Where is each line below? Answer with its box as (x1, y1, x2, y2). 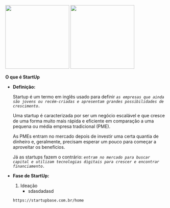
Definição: (12, 84, 36, 90)
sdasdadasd (28, 188, 54, 194)
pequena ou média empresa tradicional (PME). (12, 123, 111, 129)
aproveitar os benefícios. (12, 144, 65, 150)
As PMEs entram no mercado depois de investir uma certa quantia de (12, 133, 159, 139)
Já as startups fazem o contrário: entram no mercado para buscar (12, 154, 151, 160)
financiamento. (12, 164, 45, 169)
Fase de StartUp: (12, 173, 50, 178)
